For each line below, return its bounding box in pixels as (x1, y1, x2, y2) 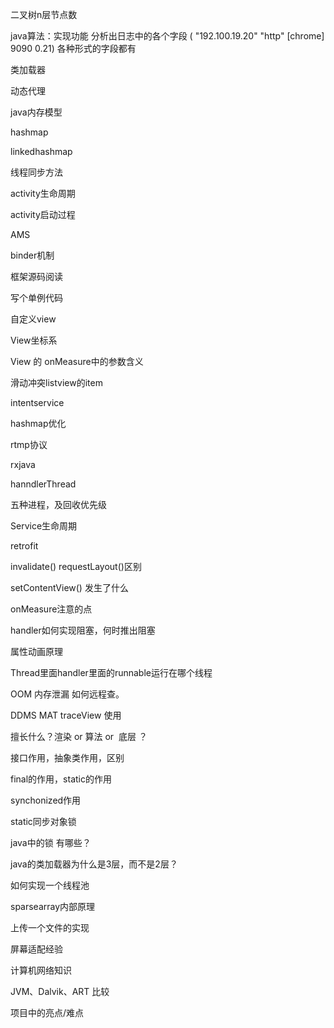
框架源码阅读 (10, 271, 63, 282)
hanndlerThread (10, 478, 77, 490)
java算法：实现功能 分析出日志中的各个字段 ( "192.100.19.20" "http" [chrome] (10, 30, 325, 42)
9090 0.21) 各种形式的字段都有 (10, 43, 137, 54)
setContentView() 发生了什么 (10, 582, 129, 593)
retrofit (10, 540, 39, 552)
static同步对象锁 (10, 816, 77, 827)
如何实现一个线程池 (10, 879, 90, 891)
